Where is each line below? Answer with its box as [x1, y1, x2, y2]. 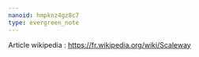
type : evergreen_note [8, 19, 80, 27]
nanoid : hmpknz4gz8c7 [8, 11, 80, 20]
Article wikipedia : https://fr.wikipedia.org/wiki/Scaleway [8, 40, 191, 49]
